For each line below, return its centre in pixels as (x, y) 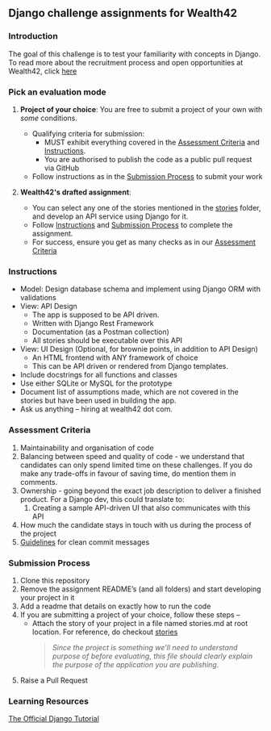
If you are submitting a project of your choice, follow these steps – (130, 614)
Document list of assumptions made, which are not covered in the (129, 392)
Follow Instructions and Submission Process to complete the (132, 224)
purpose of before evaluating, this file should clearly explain (152, 656)
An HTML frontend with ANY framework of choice (115, 357)
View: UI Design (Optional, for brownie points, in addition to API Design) (139, 349)
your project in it (47, 597)
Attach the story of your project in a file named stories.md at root (140, 623)
